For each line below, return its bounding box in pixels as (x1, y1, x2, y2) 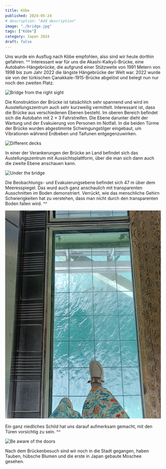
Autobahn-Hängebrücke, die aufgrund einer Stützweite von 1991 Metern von (5, 64, 161, 70)
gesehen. (5, 458, 25, 464)
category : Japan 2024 (5, 34, 50, 39)
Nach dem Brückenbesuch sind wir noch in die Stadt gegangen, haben (5, 448, 149, 454)
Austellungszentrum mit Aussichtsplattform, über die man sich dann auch (5, 155, 155, 161)
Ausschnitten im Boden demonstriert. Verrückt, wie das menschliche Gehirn (5, 190, 160, 196)
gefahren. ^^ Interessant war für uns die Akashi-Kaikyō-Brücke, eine (5, 58, 144, 64)
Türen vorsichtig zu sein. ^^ (5, 428, 61, 434)
